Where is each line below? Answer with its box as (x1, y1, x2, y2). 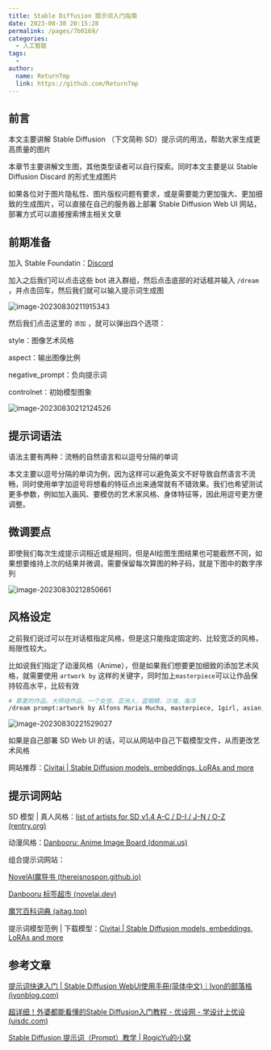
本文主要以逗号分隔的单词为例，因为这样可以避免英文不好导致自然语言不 (8, 468, 248, 478)
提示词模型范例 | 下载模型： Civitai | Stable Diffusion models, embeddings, (8, 924, 253, 934)
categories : (8, 34, 48, 43)
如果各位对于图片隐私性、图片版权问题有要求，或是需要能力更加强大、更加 (8, 189, 256, 199)
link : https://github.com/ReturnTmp (15, 79, 139, 87)
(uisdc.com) (8, 1016, 48, 1026)
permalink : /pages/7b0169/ (8, 27, 99, 35)
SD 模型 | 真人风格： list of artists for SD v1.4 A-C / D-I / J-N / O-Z (8, 812, 226, 822)
